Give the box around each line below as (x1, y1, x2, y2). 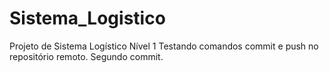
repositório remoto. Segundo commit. (9, 50, 164, 62)
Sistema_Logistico (9, 7, 166, 30)
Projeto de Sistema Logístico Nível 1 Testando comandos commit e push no (9, 40, 319, 52)
